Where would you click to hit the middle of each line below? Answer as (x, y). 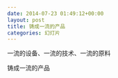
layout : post (26, 20)
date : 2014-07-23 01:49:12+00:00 (56, 13)
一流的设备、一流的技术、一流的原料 (59, 53)
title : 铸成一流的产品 (36, 26)
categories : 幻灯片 (34, 33)
